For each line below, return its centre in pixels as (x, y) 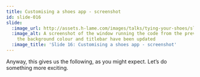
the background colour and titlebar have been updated (86, 39)
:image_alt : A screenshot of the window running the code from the (97, 34)
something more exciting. (37, 68)
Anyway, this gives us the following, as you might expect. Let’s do (87, 61)
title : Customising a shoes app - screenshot (63, 12)
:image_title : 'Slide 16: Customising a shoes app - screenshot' (94, 45)
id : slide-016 (24, 17)
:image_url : (26, 28)
